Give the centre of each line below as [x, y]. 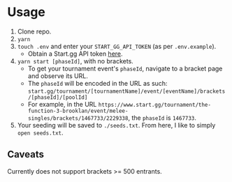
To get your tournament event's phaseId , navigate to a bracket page [125, 68]
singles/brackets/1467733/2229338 [78, 118]
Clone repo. [34, 31]
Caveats [26, 154]
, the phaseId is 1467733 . [162, 117]
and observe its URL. [58, 76]
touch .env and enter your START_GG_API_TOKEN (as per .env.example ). [117, 46]
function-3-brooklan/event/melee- [78, 111]
